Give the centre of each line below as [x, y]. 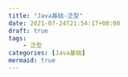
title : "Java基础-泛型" [45, 16]
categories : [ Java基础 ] [47, 53]
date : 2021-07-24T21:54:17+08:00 [64, 23]
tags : [17, 38]
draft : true [28, 30]
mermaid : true [32, 61]
